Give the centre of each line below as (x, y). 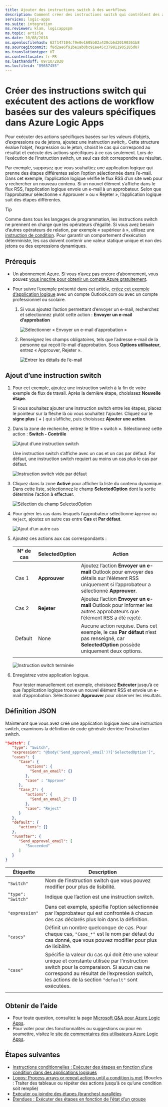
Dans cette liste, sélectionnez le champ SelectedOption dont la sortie (84, 489)
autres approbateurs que (110, 611)
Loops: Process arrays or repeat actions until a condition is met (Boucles (87, 1077)
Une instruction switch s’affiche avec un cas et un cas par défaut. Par (84, 453)
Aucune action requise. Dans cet (119, 626)
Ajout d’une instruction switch (53, 375)
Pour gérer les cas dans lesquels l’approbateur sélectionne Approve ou (84, 513)
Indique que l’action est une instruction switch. (99, 897)
